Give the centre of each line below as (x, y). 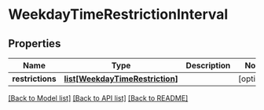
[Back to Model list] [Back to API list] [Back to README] (98, 98)
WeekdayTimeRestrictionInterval (118, 15)
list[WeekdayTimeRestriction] (121, 79)
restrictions (34, 79)
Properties (35, 44)
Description (208, 66)
